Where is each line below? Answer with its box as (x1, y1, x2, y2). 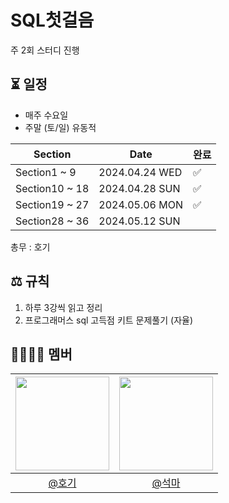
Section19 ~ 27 (15, 197, 90, 211)
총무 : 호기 (10, 241, 51, 253)
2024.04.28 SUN (98, 181, 181, 195)
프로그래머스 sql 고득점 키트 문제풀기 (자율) (24, 314, 194, 326)
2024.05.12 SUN (98, 214, 181, 228)
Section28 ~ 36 (15, 214, 90, 228)
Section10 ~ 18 (15, 181, 90, 195)
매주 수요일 (24, 109, 69, 121)
